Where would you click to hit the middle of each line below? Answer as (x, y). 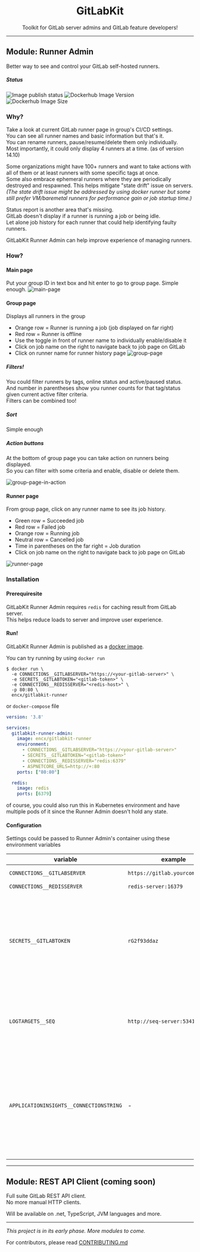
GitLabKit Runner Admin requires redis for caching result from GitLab (91, 607)
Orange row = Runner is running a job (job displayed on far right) (94, 328)
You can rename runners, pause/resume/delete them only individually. (92, 142)
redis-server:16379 (155, 887)
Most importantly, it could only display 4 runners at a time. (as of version (95, 149)
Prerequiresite (24, 594)
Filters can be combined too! (41, 401)
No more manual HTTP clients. (44, 1203)
